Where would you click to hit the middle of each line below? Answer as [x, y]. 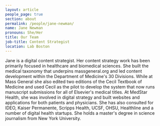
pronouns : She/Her [24, 33]
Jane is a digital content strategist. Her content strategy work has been [78, 60]
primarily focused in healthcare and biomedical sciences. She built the [77, 66]
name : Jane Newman [24, 28]
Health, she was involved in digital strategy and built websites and [73, 97]
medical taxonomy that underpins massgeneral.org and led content [74, 71]
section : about [21, 19]
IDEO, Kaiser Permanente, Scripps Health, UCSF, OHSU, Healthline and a [79, 108]
